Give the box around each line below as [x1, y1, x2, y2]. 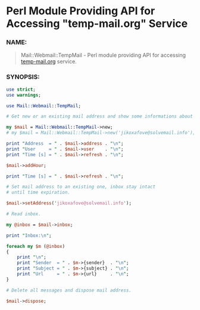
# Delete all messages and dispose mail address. [6, 287, 132, 293]
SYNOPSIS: [6, 73, 40, 81]
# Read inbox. [6, 211, 42, 217]
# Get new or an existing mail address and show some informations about [6, 113, 193, 120]
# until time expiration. [6, 190, 70, 196]
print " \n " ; [17, 255, 46, 261]
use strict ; [6, 86, 36, 92]
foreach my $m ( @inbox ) [6, 243, 65, 249]
